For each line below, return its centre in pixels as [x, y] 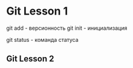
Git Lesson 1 [37, 11]
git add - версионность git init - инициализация [67, 28]
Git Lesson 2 [30, 59]
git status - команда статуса [42, 39]
